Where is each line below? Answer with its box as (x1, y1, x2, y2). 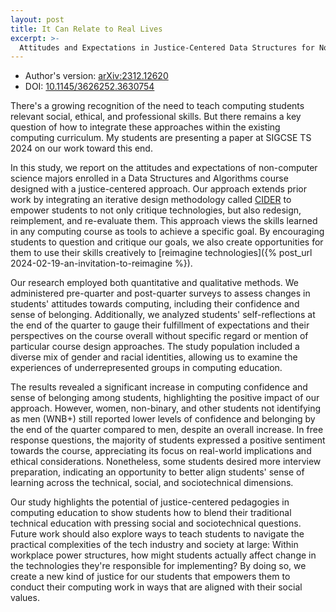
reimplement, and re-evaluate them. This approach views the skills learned (10, 215, 318, 227)
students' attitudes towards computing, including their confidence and (10, 298, 300, 310)
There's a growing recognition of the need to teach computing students (10, 100, 305, 112)
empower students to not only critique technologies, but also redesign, (10, 204, 302, 216)
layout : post (10, 14, 65, 25)
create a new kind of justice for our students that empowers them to (10, 571, 291, 583)
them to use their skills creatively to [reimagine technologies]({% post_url (10, 247, 313, 259)
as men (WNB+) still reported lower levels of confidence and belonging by (10, 413, 316, 425)
